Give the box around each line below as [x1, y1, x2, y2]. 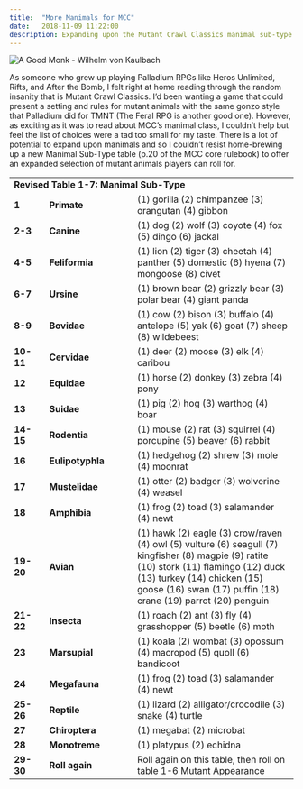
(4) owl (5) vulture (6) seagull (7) [136, 538, 279, 551]
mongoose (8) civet [136, 268, 221, 280]
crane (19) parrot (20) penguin [136, 594, 270, 607]
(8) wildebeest [136, 331, 199, 344]
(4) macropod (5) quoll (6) [136, 647, 250, 659]
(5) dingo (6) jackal [136, 231, 219, 243]
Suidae [49, 403, 80, 416]
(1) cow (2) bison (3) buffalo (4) [136, 308, 275, 321]
